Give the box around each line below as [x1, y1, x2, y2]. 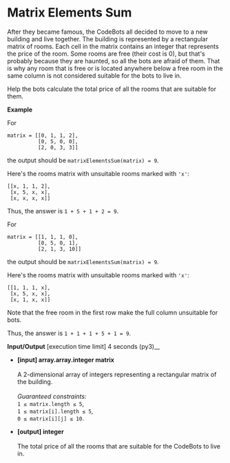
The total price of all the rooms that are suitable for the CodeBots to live [17, 442, 221, 450]
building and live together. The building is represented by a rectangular [7, 34, 209, 43]
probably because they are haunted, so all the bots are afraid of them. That [7, 56, 220, 65]
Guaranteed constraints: [17, 392, 87, 400]
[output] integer [17, 427, 64, 435]
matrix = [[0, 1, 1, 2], [7, 132, 79, 139]
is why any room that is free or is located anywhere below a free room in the [7, 64, 223, 72]
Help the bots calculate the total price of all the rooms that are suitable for [7, 85, 217, 93]
